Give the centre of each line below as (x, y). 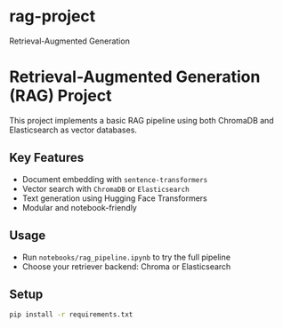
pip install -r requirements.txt (71, 315)
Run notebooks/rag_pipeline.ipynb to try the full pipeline (126, 257)
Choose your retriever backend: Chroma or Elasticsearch (126, 266)
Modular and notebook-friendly (80, 207)
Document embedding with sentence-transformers (115, 179)
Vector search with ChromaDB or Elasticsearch (105, 188)
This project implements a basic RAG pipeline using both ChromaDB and (141, 120)
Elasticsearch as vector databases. (73, 130)
